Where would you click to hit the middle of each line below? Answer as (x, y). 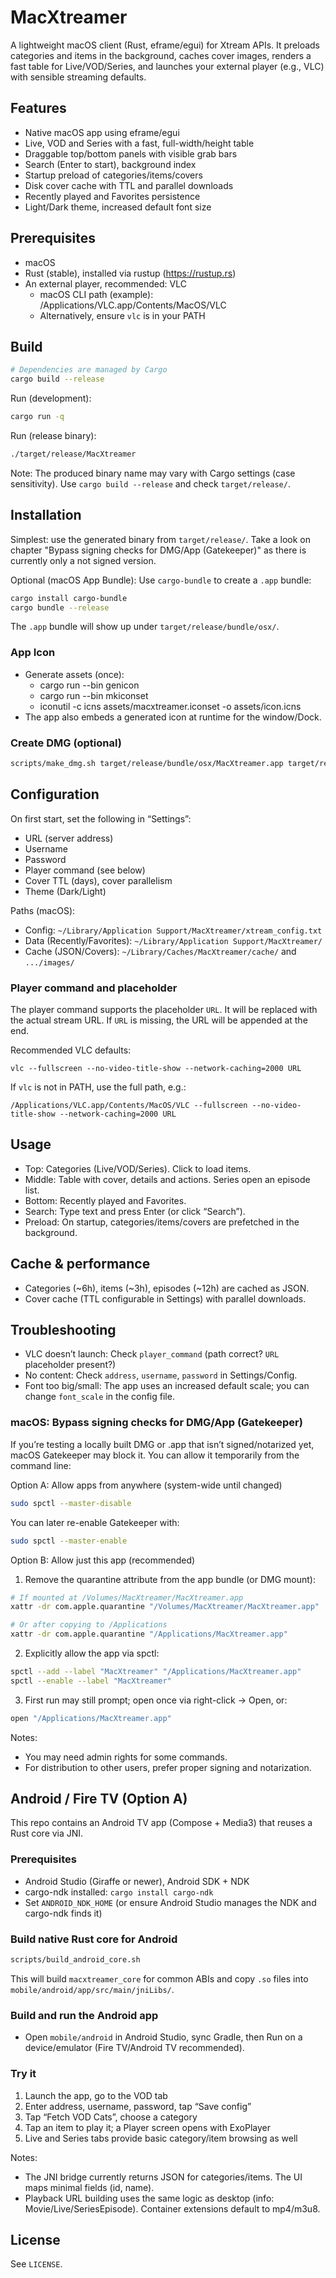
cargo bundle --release (60, 607)
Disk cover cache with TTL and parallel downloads (129, 185)
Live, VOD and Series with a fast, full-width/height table (139, 143)
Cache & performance (80, 1264)
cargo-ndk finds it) (63, 1913)
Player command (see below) (85, 870)
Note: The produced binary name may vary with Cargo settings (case (153, 473)
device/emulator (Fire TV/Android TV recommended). (134, 2048)
